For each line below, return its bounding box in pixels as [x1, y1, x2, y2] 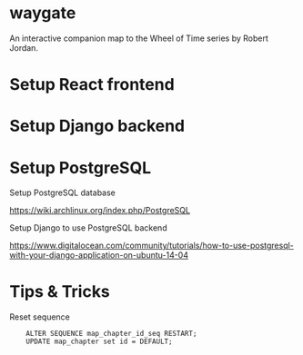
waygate [9, 3, 76, 24]
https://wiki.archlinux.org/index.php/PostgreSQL [9, 205, 191, 216]
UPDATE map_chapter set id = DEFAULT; [25, 337, 173, 347]
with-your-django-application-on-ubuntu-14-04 [9, 250, 189, 261]
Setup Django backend [9, 116, 185, 136]
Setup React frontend [9, 74, 175, 95]
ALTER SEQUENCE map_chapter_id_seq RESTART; [25, 330, 197, 339]
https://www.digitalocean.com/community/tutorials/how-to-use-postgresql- [9, 240, 294, 251]
